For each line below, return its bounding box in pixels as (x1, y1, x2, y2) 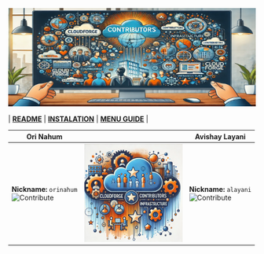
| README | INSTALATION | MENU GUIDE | (8, 114, 149, 123)
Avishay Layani (195, 131, 246, 141)
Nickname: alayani (189, 185, 252, 194)
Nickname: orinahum (11, 185, 78, 194)
